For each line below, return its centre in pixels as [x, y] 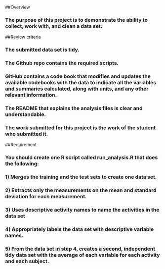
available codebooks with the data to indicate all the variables [81, 83]
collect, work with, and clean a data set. [54, 26]
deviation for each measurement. [46, 197]
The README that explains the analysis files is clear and [74, 108]
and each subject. [27, 261]
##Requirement [21, 145]
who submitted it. [27, 134]
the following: [22, 164]
